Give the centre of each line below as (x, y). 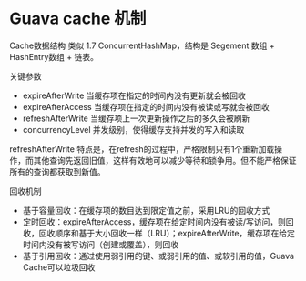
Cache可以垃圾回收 (59, 267)
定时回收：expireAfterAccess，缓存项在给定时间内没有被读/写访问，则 (154, 221)
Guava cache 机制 (78, 19)
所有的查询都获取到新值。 (57, 171)
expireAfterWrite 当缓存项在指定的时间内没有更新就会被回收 (134, 95)
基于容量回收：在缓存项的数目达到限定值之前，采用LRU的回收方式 (146, 210)
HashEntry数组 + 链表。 (54, 56)
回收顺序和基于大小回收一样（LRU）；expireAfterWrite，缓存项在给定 (167, 233)
